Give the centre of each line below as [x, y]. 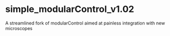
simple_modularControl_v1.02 [70, 9]
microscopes [19, 28]
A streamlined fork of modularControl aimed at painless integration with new [85, 23]
